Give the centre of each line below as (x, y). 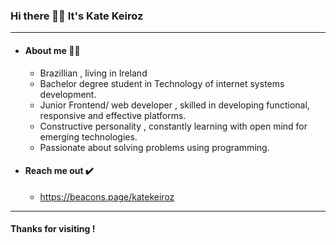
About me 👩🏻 (52, 50)
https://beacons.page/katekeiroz (107, 196)
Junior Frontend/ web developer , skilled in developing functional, (174, 105)
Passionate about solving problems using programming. (154, 147)
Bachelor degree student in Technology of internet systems (162, 83)
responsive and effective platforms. (113, 115)
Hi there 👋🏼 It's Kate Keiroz (77, 16)
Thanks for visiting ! (53, 229)
